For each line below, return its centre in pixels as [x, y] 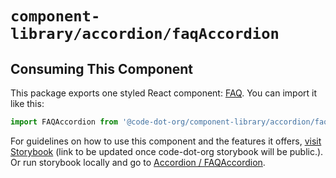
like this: [27, 103]
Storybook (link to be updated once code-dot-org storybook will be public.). [167, 151]
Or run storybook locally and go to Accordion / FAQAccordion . [138, 162]
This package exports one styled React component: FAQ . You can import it [164, 93]
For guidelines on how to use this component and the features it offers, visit [166, 141]
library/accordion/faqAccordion [145, 34]
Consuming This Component [102, 68]
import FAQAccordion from [64, 122]
